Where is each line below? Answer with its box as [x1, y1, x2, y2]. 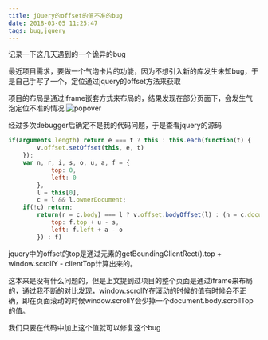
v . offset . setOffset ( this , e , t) [37, 144, 145, 152]
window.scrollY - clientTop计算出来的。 [8, 258, 137, 268]
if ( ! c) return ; [22, 203, 73, 212]
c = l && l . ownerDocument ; [37, 196, 127, 204]
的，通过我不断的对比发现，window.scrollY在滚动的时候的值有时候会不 [8, 286, 240, 295]
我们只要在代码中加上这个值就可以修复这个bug [8, 322, 161, 332]
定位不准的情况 [14, 103, 65, 113]
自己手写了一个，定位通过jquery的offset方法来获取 [14, 77, 181, 86]
